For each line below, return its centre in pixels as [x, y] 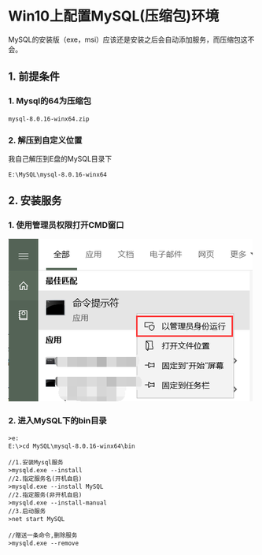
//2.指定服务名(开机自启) [45, 479]
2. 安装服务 [35, 201]
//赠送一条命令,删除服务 [43, 535]
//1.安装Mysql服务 [36, 462]
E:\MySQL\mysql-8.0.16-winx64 [58, 174]
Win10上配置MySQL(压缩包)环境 [114, 16]
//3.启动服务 [27, 511]
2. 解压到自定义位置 [45, 140]
